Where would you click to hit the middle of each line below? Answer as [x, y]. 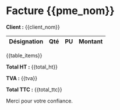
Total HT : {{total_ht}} [32, 67]
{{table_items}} [24, 55]
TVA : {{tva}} [22, 78]
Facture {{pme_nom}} [60, 11]
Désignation [26, 41]
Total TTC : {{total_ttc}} [34, 90]
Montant [91, 41]
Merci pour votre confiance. [39, 101]
